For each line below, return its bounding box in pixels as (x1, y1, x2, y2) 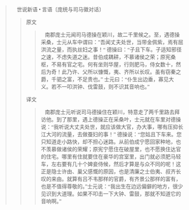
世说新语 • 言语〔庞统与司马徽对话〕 (17, 7, 105, 12)
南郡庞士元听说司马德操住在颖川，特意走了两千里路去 (44, 109, 175, 115)
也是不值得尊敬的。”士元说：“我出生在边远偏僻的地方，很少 (40, 184, 183, 190)
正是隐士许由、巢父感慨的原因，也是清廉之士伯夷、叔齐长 (40, 169, 181, 175)
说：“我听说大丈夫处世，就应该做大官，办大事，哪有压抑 (40, 124, 178, 130)
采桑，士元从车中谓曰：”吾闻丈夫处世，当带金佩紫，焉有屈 (40, 39, 184, 45)
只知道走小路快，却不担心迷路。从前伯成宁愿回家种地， (40, 139, 176, 145)
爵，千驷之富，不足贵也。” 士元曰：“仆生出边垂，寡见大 (40, 77, 174, 83)
